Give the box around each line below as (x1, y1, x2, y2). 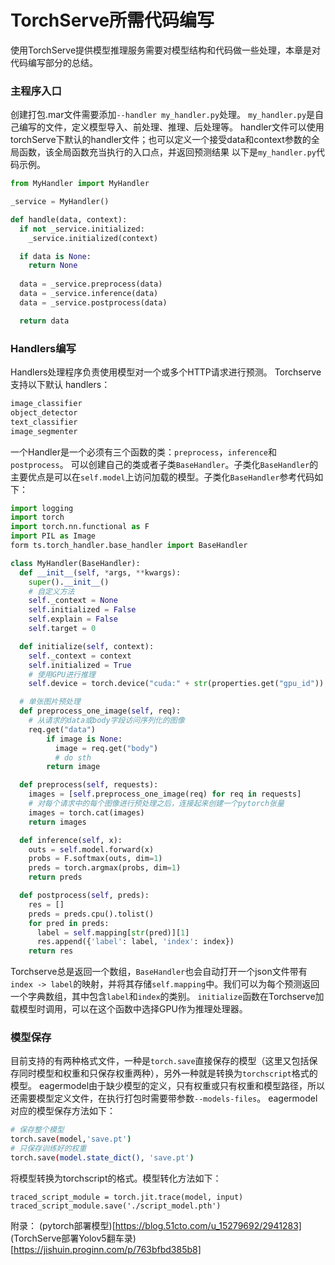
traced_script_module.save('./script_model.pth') (10, 1201, 222, 1211)
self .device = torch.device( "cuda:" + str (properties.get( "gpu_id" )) (28, 679, 325, 689)
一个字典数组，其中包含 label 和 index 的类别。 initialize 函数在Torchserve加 (10, 991, 325, 1003)
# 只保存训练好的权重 (10, 1144, 87, 1154)
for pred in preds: (28, 918, 110, 928)
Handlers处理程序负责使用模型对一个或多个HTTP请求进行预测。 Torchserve (10, 366, 322, 378)
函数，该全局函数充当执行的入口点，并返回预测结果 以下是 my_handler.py (18, 146, 317, 158)
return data (19, 316, 70, 326)
